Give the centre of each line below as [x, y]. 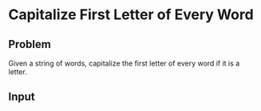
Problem [30, 44]
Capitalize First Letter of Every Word [131, 15]
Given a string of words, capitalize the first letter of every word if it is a [124, 63]
